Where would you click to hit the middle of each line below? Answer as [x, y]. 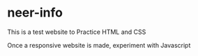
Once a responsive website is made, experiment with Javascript [99, 45]
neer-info [35, 13]
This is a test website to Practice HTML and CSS [77, 32]
